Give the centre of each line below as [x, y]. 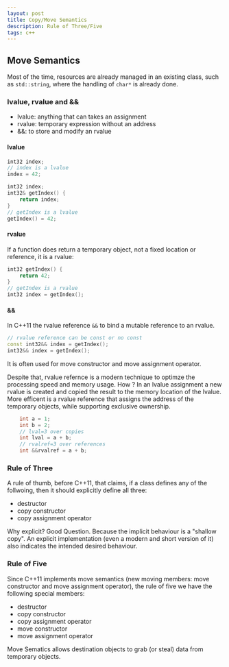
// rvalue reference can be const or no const [75, 338]
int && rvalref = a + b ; [53, 451]
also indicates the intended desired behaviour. [72, 546]
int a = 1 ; [35, 419]
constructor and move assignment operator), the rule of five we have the [110, 586]
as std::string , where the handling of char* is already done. [93, 84]
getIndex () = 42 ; [32, 219]
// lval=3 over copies [52, 432]
